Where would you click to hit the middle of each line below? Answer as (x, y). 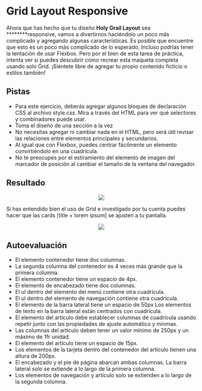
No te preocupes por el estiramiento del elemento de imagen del (95, 157)
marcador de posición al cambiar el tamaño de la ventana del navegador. (105, 164)
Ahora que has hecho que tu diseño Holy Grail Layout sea (78, 28)
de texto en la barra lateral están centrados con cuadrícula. (88, 311)
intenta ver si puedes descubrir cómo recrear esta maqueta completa (93, 60)
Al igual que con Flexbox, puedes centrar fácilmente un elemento (96, 145)
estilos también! (26, 72)
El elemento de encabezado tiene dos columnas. (75, 285)
